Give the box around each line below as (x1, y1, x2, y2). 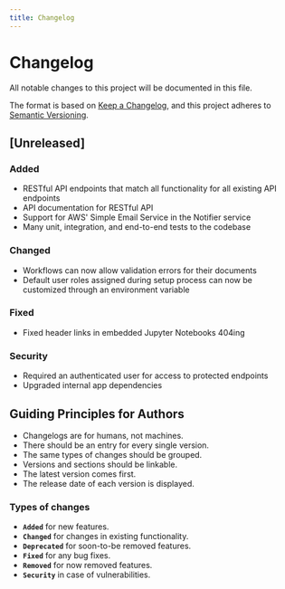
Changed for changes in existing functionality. (22, 531, 189, 542)
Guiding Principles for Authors (9, 406, 185, 422)
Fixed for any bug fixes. (22, 550, 111, 561)
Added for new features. (22, 521, 109, 532)
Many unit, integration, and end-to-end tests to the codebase (22, 222, 252, 233)
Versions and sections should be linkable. (22, 459, 178, 470)
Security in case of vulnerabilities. (22, 569, 151, 580)
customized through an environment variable (22, 284, 190, 295)
